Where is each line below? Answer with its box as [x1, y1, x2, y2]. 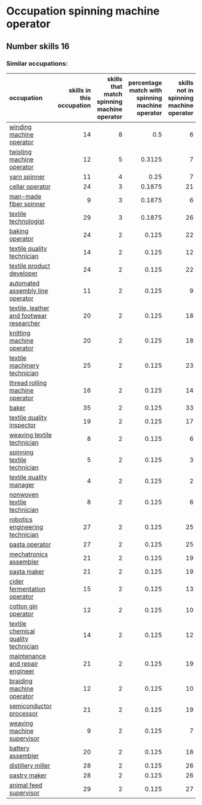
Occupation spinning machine [6, 4, 160, 18]
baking [9, 226, 29, 235]
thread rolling [9, 379, 47, 387]
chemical [9, 627, 35, 635]
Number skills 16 [6, 41, 70, 51]
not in [176, 86, 194, 94]
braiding [9, 676, 33, 685]
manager [9, 480, 35, 489]
